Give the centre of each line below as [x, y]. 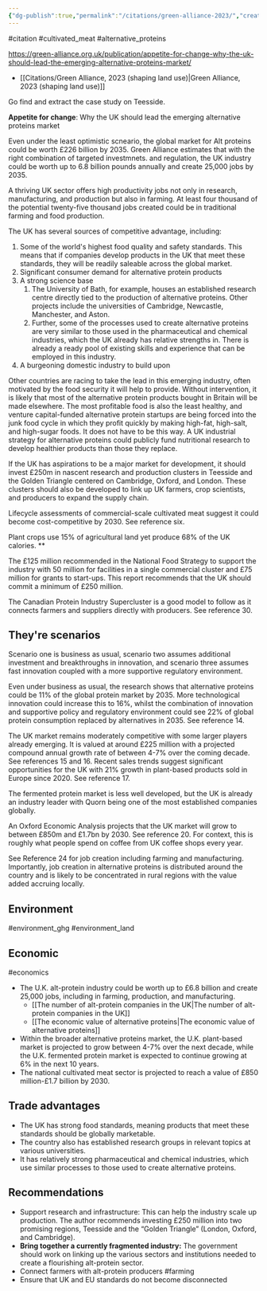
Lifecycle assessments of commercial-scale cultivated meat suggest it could [133, 513]
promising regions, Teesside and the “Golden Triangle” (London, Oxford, [138, 1229]
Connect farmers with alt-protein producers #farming [107, 1271]
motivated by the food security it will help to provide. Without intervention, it [132, 389]
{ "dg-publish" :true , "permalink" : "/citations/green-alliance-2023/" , [124, 16]
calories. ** [27, 545]
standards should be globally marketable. [87, 1133]
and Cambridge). [47, 1237]
